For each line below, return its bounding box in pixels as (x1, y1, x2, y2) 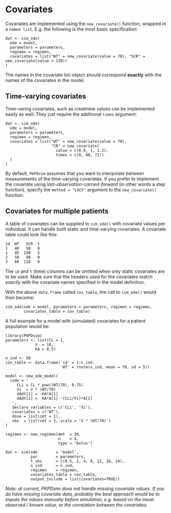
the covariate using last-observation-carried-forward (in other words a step (5, 181, 165, 187)
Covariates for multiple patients (5, 207, 109, 216)
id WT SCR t (5, 241, 40, 246)
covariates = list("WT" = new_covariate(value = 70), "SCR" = (10, 54, 145, 59)
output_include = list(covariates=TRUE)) (30, 476, 120, 482)
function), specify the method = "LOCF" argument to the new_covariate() (5, 186, 157, 193)
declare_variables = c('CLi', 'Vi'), (12, 404, 93, 410)
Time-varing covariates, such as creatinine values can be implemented (5, 105, 155, 112)
